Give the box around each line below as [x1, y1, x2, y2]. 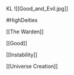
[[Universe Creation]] [6, 62, 58, 70]
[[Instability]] [6, 51, 37, 58]
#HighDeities [6, 17, 38, 23]
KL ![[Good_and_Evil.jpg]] [6, 5, 69, 12]
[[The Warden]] [6, 28, 44, 35]
